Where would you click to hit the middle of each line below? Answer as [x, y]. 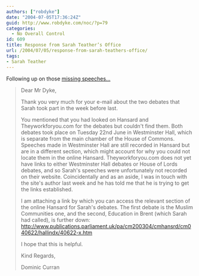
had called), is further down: [55, 220]
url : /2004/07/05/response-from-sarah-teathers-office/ [77, 51]
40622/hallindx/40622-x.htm [56, 232]
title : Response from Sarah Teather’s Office [63, 45]
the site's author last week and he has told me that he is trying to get [105, 183]
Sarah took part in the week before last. [69, 108]
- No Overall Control [38, 34]
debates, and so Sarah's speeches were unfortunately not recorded [104, 170]
